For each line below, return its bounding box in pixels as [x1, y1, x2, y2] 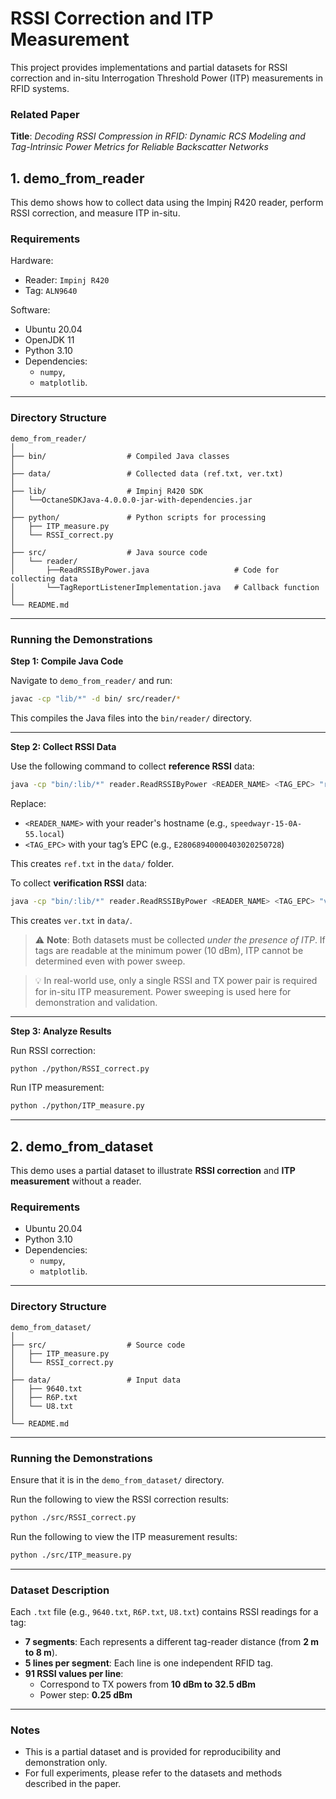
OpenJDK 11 [24, 334, 75, 346]
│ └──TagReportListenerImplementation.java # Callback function [10, 582, 320, 592]
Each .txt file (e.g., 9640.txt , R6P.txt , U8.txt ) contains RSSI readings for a [10, 1606, 319, 1618]
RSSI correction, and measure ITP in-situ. [10, 207, 181, 219]
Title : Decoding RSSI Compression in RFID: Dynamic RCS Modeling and [10, 130, 306, 142]
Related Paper [10, 107, 80, 121]
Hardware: [10, 255, 54, 267]
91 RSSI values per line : [24, 1668, 124, 1680]
